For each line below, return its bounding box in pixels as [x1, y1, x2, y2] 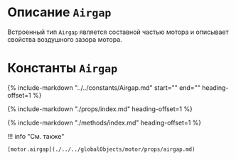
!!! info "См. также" [7, 132, 65, 140]
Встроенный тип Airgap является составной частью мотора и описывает [7, 28, 229, 36]
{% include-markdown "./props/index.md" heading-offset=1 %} [7, 104, 193, 113]
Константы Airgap [7, 60, 118, 76]
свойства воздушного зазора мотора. [7, 35, 122, 43]
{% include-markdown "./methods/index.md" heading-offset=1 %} [7, 118, 202, 127]
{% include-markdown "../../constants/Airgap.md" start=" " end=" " [7, 83, 200, 92]
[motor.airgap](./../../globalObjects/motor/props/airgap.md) [7, 146, 195, 153]
